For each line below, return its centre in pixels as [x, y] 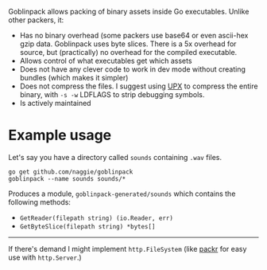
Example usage [60, 135]
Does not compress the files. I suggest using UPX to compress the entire [139, 86]
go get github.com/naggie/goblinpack [71, 172]
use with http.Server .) [45, 257]
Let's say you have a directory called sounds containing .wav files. [115, 157]
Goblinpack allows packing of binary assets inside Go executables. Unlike [129, 12]
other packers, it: [36, 20]
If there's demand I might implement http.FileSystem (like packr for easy [128, 248]
